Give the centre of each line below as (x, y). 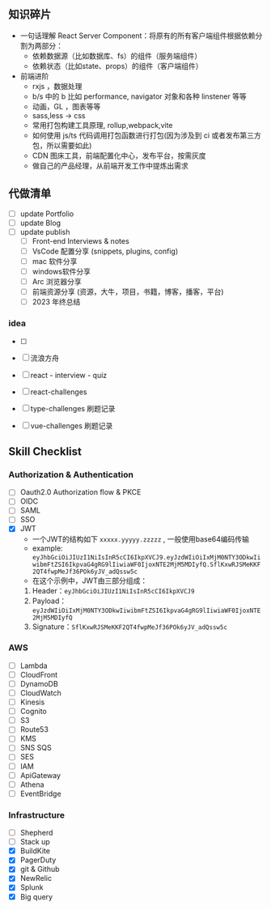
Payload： (49, 601)
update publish (45, 232)
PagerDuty (38, 860)
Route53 (34, 729)
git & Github (40, 870)
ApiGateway (40, 775)
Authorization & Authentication (71, 474)
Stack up (35, 842)
